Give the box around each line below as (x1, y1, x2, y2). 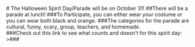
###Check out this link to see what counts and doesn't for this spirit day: (6, 30, 182, 36)
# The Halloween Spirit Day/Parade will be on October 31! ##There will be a (6, 5, 188, 12)
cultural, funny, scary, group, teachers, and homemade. (6, 23, 141, 30)
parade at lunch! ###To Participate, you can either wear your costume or (6, 11, 183, 18)
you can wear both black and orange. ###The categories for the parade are (6, 17, 189, 24)
